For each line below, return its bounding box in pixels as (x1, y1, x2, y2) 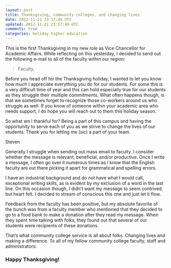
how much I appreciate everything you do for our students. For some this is (5, 81, 163, 87)
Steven (5, 139, 20, 145)
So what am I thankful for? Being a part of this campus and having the (5, 118, 152, 124)
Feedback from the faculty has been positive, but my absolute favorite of (5, 201, 158, 207)
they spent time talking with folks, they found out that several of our (5, 217, 147, 223)
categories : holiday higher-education (5, 31, 88, 36)
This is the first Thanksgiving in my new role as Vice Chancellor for (5, 45, 146, 51)
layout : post (5, 7, 33, 13)
